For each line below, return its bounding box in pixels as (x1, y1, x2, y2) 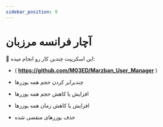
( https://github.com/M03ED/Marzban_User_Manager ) (14, 67, 158, 74)
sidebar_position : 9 (5, 8, 58, 15)
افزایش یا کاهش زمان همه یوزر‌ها (14, 102, 89, 109)
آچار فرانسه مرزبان (5, 34, 92, 48)
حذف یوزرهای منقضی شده (14, 113, 75, 121)
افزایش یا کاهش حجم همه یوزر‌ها (14, 90, 89, 97)
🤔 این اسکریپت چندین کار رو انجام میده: (5, 55, 95, 62)
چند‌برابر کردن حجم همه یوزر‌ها (14, 78, 84, 85)
